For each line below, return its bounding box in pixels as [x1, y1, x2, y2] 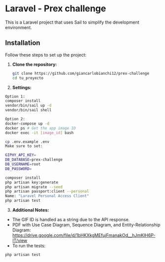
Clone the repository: [12, 61, 57, 67]
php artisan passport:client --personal [5, 189, 90, 194]
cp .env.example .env [5, 139, 50, 144]
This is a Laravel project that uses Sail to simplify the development [5, 19, 139, 25]
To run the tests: [12, 243, 46, 249]
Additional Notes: [12, 207, 49, 213]
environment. [5, 24, 32, 30]
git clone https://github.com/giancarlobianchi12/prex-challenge [12, 71, 149, 76]
